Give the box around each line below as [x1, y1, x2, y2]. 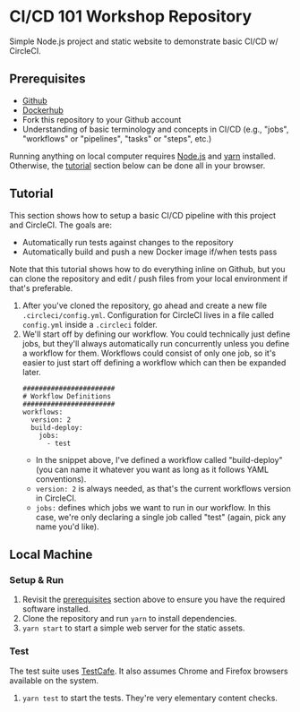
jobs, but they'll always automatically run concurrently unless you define [21, 338, 289, 348]
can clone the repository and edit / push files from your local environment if [9, 273, 288, 284]
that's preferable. [9, 282, 73, 293]
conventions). [35, 473, 87, 485]
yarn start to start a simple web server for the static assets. [21, 622, 245, 633]
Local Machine [9, 546, 93, 562]
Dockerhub [21, 105, 64, 116]
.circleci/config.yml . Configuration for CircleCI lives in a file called [21, 309, 275, 320]
